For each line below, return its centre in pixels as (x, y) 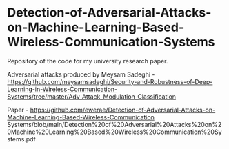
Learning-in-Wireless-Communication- (62, 89)
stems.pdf (22, 139)
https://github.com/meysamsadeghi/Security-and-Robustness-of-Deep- (110, 81)
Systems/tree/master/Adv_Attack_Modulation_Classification (92, 96)
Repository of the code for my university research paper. (88, 61)
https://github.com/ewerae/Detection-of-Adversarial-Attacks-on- (123, 110)
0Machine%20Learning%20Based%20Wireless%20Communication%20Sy (114, 132)
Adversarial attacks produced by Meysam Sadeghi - (81, 74)
